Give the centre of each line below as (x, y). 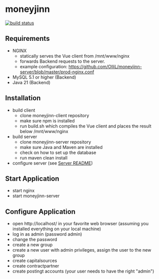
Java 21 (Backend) (31, 82)
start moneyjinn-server (36, 196)
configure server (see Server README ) (53, 163)
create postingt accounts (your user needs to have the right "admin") (83, 271)
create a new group (32, 245)
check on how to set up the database (58, 152)
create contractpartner (36, 266)
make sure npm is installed (47, 121)
